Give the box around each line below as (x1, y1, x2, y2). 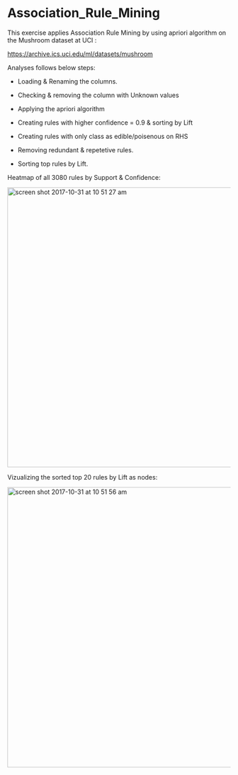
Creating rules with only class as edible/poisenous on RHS (17, 132, 188, 140)
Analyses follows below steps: (7, 63, 96, 72)
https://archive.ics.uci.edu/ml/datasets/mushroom (7, 50, 154, 58)
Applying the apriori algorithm (17, 104, 105, 113)
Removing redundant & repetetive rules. (17, 145, 134, 154)
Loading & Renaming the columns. (17, 77, 118, 86)
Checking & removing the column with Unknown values (17, 91, 179, 99)
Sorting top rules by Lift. (17, 159, 89, 168)
